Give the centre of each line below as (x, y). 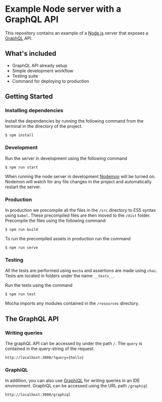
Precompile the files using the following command (55, 221)
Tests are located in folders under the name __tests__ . (60, 276)
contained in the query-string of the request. (50, 349)
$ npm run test (20, 294)
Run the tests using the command (39, 285)
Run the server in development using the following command (66, 158)
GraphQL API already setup (40, 65)
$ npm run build (21, 230)
